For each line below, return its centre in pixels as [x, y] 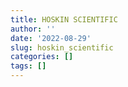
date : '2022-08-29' [51, 38]
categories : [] [42, 57]
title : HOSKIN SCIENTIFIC [64, 19]
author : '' [33, 29]
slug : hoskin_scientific [62, 47]
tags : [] [28, 66]
